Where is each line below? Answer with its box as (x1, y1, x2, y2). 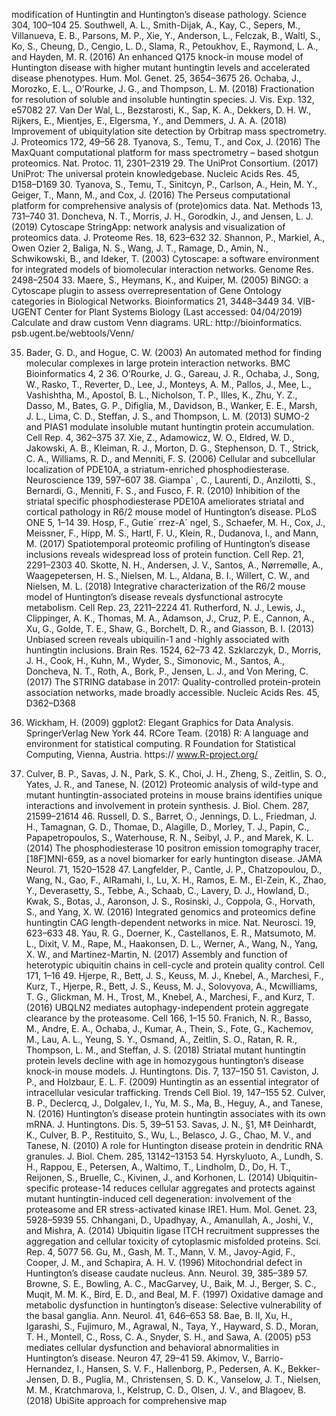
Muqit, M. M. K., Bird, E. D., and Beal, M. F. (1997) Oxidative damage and (25, 1289, 324, 1300)
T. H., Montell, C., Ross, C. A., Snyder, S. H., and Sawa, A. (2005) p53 (25, 1331, 312, 1343)
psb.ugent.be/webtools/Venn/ (11, 327, 134, 339)
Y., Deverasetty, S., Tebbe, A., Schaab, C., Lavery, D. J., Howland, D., (25, 885, 310, 896)
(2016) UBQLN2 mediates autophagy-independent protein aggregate (25, 1002, 309, 1013)
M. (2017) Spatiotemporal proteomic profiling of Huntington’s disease (25, 538, 311, 549)
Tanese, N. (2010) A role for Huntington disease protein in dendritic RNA (25, 1140, 324, 1151)
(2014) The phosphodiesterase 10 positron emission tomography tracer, (25, 842, 322, 854)
